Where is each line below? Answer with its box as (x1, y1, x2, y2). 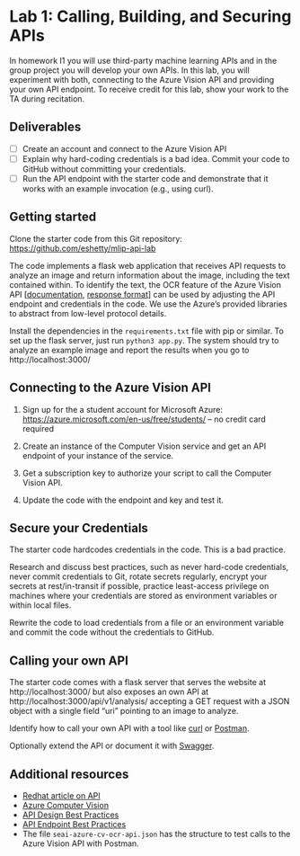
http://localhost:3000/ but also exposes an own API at (9, 686, 209, 698)
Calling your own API (9, 653, 128, 668)
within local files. (9, 600, 72, 611)
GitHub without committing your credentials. (22, 164, 187, 174)
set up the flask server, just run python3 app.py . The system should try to (9, 334, 279, 345)
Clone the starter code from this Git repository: (9, 233, 182, 244)
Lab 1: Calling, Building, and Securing (9, 6, 292, 27)
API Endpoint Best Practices (22, 819, 127, 829)
